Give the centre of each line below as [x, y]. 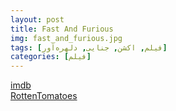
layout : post [37, 19]
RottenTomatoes [44, 96]
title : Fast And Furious [62, 29]
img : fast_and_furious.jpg [66, 38]
